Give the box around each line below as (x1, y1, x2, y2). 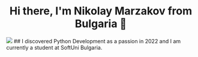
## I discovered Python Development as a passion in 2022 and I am (13, 37, 181, 44)
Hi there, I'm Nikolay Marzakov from (9, 4, 193, 18)
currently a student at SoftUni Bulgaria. (6, 44, 103, 51)
